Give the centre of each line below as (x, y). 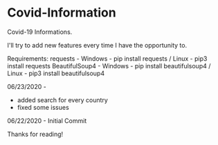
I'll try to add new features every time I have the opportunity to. (97, 45)
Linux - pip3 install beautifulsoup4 (56, 73)
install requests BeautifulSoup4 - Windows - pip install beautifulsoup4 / (109, 66)
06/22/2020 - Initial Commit (47, 120)
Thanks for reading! (35, 134)
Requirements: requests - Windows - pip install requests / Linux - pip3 (107, 58)
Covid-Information (62, 13)
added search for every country (63, 100)
